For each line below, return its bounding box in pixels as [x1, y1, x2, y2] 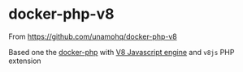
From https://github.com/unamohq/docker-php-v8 [8, 32, 177, 41]
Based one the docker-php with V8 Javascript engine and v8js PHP [8, 47, 235, 57]
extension [8, 56, 42, 66]
